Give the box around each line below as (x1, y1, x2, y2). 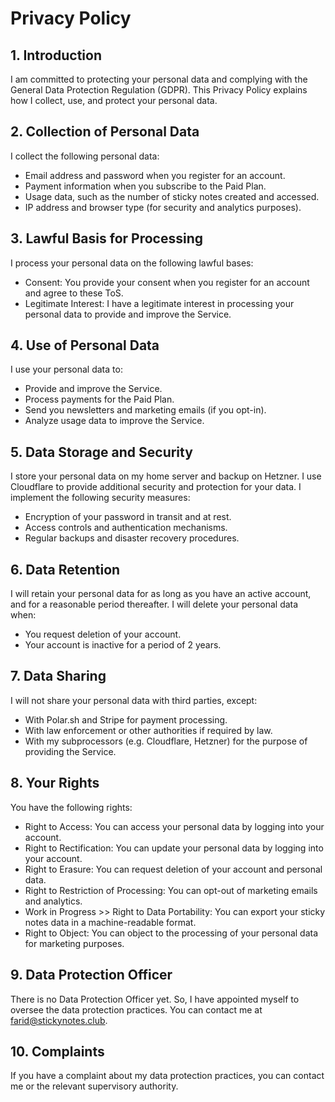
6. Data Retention (10, 561, 121, 578)
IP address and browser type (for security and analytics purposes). (24, 201, 302, 213)
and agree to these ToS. (24, 287, 124, 299)
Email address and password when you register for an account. (24, 169, 286, 181)
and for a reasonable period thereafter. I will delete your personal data (10, 598, 299, 611)
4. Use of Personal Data (10, 337, 160, 354)
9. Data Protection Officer (10, 967, 173, 984)
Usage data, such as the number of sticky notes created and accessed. (24, 190, 320, 202)
